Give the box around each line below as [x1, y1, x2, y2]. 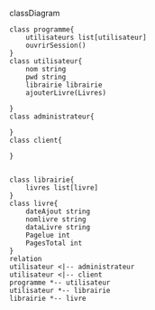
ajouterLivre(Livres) [25, 89, 106, 98]
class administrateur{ [9, 112, 95, 121]
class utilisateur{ [9, 57, 83, 66]
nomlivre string [25, 215, 87, 224]
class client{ [9, 136, 63, 145]
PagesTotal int [25, 239, 83, 248]
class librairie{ [9, 175, 75, 184]
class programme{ [9, 25, 75, 34]
